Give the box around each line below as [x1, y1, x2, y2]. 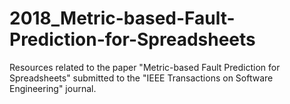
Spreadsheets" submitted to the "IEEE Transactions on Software [9, 72, 274, 84]
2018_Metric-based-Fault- [9, 7, 236, 30]
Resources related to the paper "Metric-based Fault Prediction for [9, 61, 281, 73]
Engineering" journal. [9, 82, 97, 94]
